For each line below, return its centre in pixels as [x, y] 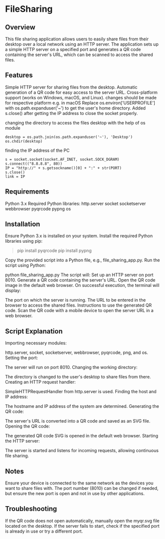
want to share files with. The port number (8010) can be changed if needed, [82, 488]
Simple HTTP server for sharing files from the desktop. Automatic [71, 87]
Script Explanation [34, 331]
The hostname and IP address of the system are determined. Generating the [82, 406]
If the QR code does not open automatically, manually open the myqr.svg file [82, 521]
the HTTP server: [23, 441]
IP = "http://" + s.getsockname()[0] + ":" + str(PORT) [63, 168]
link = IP [15, 176]
